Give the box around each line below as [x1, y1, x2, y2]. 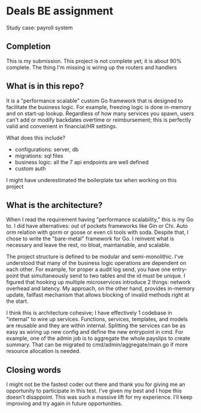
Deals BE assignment [6, 4, 114, 18]
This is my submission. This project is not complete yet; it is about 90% [6, 57, 182, 64]
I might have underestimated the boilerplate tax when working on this [6, 176, 177, 183]
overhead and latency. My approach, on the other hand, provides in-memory [6, 285, 195, 292]
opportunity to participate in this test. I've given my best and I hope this [6, 387, 182, 394]
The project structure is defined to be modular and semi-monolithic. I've [6, 253, 184, 260]
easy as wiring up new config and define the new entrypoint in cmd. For [6, 328, 184, 336]
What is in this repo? [6, 81, 84, 91]
